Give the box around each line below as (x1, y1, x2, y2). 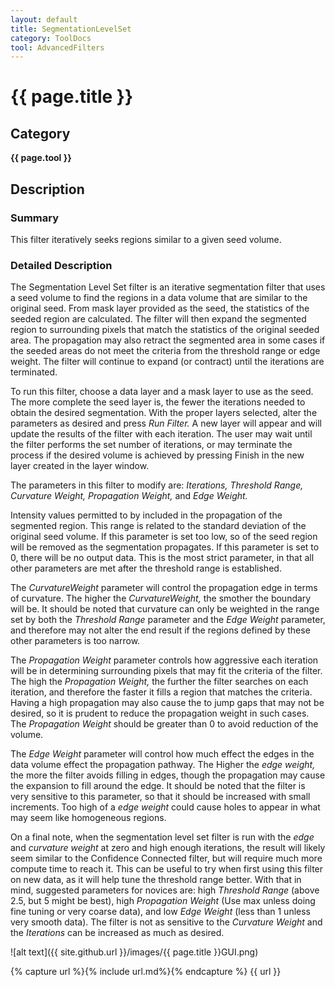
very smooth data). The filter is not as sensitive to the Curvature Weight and (10, 916, 323, 928)
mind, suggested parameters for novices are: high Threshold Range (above (10, 884, 320, 896)
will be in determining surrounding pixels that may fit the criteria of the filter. (10, 665, 323, 677)
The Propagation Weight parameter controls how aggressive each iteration (10, 654, 319, 666)
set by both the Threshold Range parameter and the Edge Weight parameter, (10, 614, 326, 626)
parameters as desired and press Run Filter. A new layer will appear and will (10, 417, 322, 430)
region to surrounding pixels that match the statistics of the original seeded (10, 324, 320, 336)
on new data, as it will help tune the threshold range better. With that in (10, 874, 302, 886)
